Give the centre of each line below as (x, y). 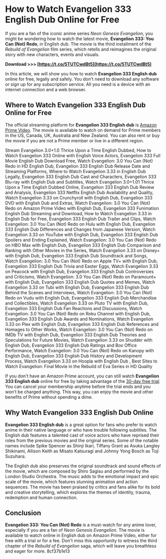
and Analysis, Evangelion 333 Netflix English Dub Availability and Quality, (80, 192)
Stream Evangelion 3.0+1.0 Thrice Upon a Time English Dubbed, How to (78, 150)
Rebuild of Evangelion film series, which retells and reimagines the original (81, 49)
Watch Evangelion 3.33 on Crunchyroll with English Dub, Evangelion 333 (79, 197)
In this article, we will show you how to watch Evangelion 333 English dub (81, 73)
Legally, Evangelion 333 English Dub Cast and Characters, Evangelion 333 (81, 177)
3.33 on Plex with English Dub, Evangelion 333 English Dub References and (82, 324)
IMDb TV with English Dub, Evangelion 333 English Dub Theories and (76, 335)
